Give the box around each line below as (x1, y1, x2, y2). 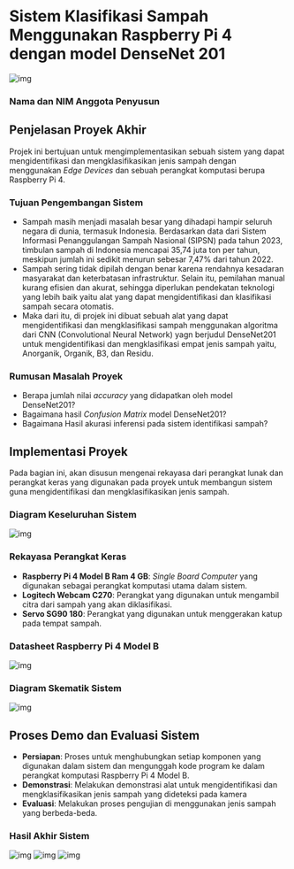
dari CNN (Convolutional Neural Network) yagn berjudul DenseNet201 (21, 329, 276, 340)
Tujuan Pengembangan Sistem (9, 196, 144, 209)
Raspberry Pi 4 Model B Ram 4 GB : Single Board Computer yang (21, 571, 259, 581)
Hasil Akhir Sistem (9, 830, 90, 842)
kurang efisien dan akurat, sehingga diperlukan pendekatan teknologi (21, 281, 275, 293)
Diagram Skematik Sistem (9, 681, 122, 694)
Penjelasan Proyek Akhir (9, 122, 147, 138)
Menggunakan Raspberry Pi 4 (9, 25, 232, 45)
